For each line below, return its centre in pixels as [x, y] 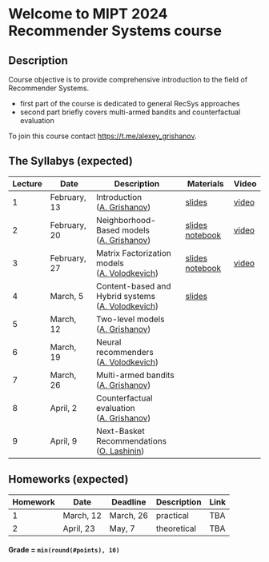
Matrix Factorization [134, 253]
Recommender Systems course [115, 31]
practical [173, 515]
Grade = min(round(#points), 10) [64, 550]
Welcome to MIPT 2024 [88, 14]
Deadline [129, 502]
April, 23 [79, 528]
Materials [205, 183]
